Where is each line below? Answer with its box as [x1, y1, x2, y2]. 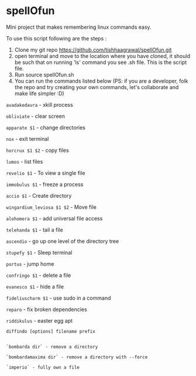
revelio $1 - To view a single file [6, 169, 85, 177]
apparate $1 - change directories [6, 124, 86, 131]
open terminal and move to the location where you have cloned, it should [14, 52, 190, 59]
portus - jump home [6, 260, 54, 267]
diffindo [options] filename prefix [6, 328, 95, 334]
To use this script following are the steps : [6, 35, 107, 42]
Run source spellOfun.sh [14, 71, 74, 78]
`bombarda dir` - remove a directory [6, 344, 98, 350]
